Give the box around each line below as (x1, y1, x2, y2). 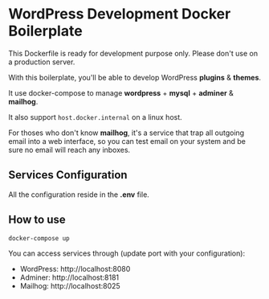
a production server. (8, 57, 75, 67)
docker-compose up (8, 234, 70, 242)
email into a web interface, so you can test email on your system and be (8, 136, 247, 145)
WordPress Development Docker (8, 5, 231, 23)
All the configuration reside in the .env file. (8, 190, 150, 199)
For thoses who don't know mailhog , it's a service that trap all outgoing (8, 128, 245, 137)
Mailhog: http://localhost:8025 (19, 281, 120, 290)
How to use (8, 213, 66, 227)
